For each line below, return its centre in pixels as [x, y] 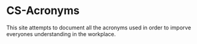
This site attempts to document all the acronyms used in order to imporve [99, 28]
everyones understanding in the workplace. [61, 34]
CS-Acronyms [43, 11]
